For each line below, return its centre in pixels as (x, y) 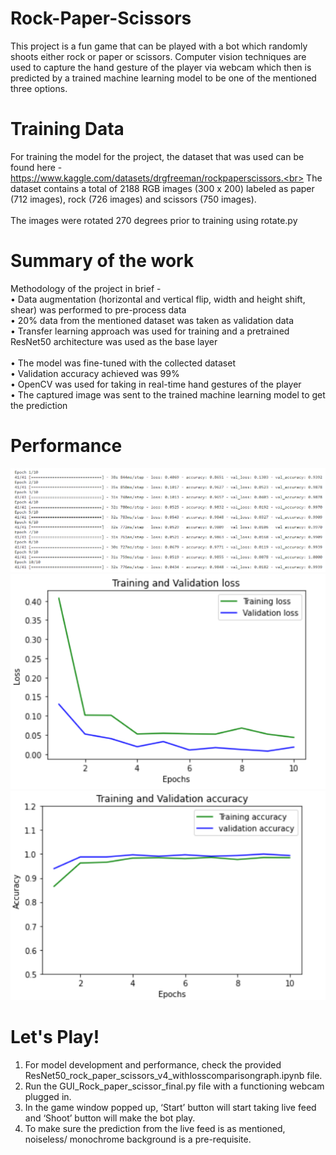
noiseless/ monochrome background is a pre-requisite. (138, 1139)
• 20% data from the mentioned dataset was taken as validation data (152, 320)
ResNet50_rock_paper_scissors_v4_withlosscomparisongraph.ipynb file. (173, 1076)
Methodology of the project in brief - (86, 288)
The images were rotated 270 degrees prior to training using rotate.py (154, 220)
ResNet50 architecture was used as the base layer (114, 341)
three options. (39, 88)
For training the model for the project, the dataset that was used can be (157, 156)
